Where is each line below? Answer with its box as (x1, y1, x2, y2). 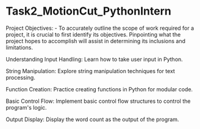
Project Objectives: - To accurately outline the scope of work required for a (5, 24, 195, 32)
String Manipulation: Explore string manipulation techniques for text (5, 67, 175, 74)
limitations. (5, 44, 34, 51)
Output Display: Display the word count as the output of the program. (5, 116, 179, 123)
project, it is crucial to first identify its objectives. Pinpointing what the (5, 30, 181, 38)
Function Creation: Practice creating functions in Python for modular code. (5, 85, 193, 92)
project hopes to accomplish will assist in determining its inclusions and (5, 37, 186, 44)
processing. (5, 74, 36, 81)
